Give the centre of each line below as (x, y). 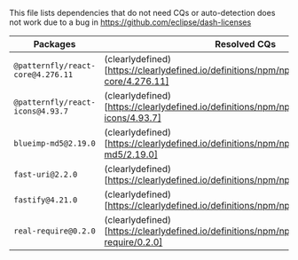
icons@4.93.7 (41, 111)
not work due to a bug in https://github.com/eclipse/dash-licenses (130, 22)
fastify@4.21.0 (46, 200)
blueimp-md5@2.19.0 (55, 143)
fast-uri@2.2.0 (46, 174)
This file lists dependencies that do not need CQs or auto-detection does (142, 13)
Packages (55, 44)
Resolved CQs (246, 44)
